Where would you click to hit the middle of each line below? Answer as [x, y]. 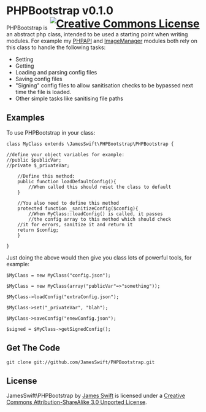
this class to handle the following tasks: [56, 47]
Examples [25, 118]
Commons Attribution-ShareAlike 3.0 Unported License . [77, 402]
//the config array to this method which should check [100, 219]
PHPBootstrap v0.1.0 [60, 11]
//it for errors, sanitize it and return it [75, 224]
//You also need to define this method [68, 203]
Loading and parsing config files [56, 72]
